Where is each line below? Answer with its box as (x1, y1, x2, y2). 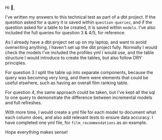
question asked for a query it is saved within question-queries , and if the (5, 20, 152, 25)
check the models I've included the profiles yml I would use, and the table (5, 49, 154, 55)
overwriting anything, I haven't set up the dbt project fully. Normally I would (5, 45, 158, 50)
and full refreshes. (5, 100, 42, 105)
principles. (5, 60, 27, 66)
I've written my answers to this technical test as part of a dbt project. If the (5, 14, 156, 20)
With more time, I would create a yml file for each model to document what (5, 109, 156, 115)
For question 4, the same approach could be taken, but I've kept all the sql (5, 90, 156, 95)
